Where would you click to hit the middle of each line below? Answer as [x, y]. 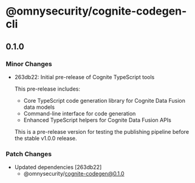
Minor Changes [29, 64]
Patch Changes [29, 154]
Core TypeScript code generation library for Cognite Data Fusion [104, 100]
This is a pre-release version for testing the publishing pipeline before [102, 131]
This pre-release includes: [47, 89]
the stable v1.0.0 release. [46, 138]
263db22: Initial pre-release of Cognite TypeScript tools [84, 77]
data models [39, 107]
